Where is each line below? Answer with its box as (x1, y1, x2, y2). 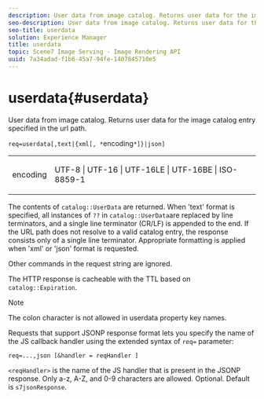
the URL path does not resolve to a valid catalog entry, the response (8, 227, 229, 236)
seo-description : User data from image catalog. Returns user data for (8, 19, 247, 27)
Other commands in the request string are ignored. (8, 258, 173, 268)
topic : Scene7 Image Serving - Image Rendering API (8, 48, 181, 56)
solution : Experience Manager (8, 33, 108, 42)
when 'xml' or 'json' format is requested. (8, 243, 139, 253)
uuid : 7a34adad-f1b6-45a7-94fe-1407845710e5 (8, 56, 156, 64)
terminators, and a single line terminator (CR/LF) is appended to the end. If (8, 218, 249, 228)
